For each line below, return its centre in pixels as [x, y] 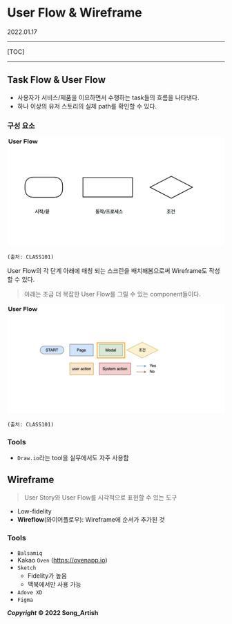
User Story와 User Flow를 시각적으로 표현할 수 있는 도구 [100, 497]
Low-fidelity [34, 511]
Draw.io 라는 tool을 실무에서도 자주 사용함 [73, 457]
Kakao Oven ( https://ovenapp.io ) [62, 560]
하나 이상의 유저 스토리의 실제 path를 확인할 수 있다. [87, 106]
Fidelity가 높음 [47, 576]
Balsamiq [30, 553]
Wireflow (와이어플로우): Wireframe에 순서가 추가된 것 [91, 519]
